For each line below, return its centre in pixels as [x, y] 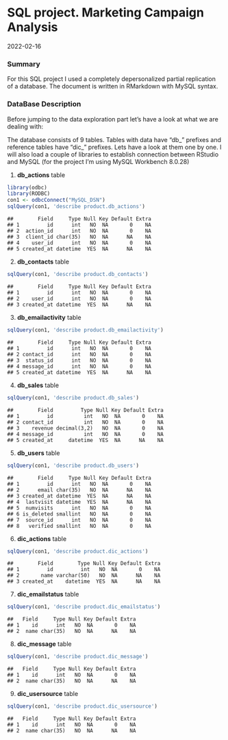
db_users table [38, 453]
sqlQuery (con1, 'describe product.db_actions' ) [76, 207]
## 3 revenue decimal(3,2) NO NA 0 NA [86, 428]
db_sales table [38, 385]
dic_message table [44, 644]
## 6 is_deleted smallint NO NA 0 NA [79, 514]
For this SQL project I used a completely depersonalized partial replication [112, 79]
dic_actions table [42, 539]
